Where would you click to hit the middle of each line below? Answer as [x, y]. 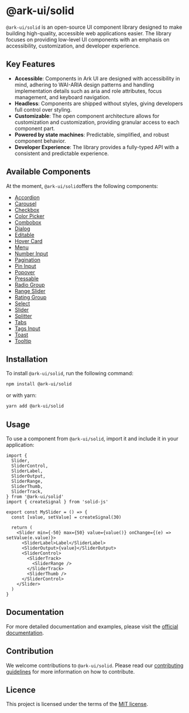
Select [22, 303]
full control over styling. [43, 109]
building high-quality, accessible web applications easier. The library [89, 33]
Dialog [22, 228]
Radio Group [30, 285]
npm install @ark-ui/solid [39, 384]
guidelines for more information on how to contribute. [71, 671]
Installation [27, 359]
